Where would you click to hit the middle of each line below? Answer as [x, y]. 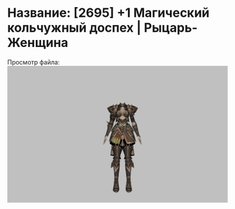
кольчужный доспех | [74, 28]
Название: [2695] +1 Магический [108, 13]
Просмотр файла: [34, 62]
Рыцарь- [171, 28]
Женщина [38, 43]
